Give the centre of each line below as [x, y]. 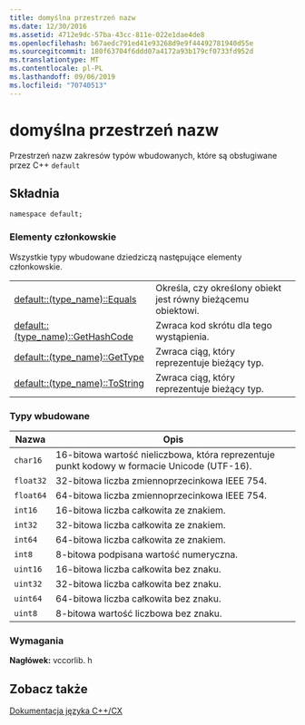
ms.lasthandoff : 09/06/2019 [63, 77]
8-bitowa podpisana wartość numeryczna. [147, 554]
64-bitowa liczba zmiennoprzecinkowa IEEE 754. [162, 495]
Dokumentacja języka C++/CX [66, 711]
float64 [30, 495]
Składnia [35, 193]
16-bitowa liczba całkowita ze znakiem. [141, 510]
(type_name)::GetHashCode [74, 337]
